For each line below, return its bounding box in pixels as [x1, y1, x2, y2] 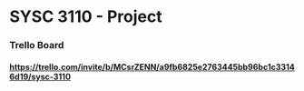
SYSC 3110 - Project [9, 6, 162, 27]
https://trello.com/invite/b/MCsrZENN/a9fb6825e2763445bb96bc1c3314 [9, 61, 295, 72]
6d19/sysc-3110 [9, 71, 71, 82]
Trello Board [9, 39, 64, 52]
